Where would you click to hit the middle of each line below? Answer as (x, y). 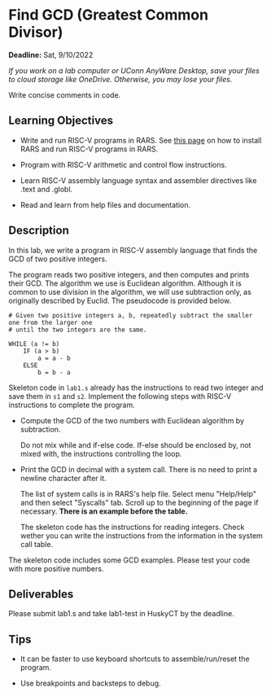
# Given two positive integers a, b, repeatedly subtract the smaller (131, 315)
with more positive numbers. (56, 568)
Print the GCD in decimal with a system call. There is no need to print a (139, 469)
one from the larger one (50, 322)
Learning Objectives (61, 121)
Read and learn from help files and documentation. (105, 204)
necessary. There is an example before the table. (104, 511)
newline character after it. (63, 478)
